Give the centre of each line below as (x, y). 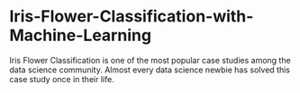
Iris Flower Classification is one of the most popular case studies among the (150, 60)
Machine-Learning (80, 35)
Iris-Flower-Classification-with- (132, 17)
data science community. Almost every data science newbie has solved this (150, 70)
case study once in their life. (62, 79)
